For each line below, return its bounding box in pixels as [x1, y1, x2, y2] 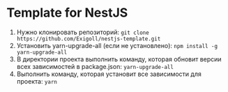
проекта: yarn [16, 77, 57, 85]
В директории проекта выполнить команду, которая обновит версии [16, 54, 222, 63]
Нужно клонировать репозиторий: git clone [16, 28, 149, 36]
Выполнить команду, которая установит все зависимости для [16, 70, 202, 78]
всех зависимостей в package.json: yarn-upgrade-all [16, 62, 174, 70]
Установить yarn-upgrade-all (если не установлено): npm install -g [16, 41, 218, 49]
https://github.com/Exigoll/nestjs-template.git [16, 35, 161, 43]
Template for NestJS [6, 5, 128, 21]
